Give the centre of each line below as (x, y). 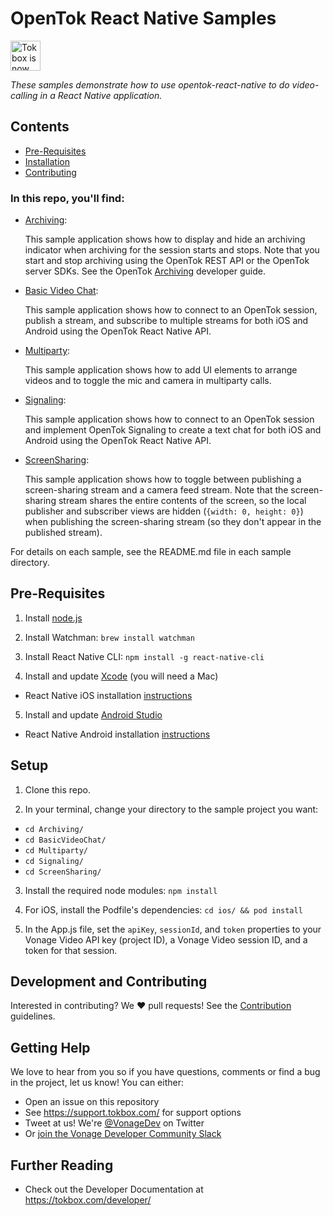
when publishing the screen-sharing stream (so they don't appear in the (173, 522)
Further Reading (62, 1165)
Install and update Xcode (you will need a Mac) (121, 676)
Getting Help (50, 1047)
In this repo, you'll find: (67, 198)
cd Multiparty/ (56, 850)
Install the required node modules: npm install (121, 890)
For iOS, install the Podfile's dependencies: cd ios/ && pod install (163, 909)
